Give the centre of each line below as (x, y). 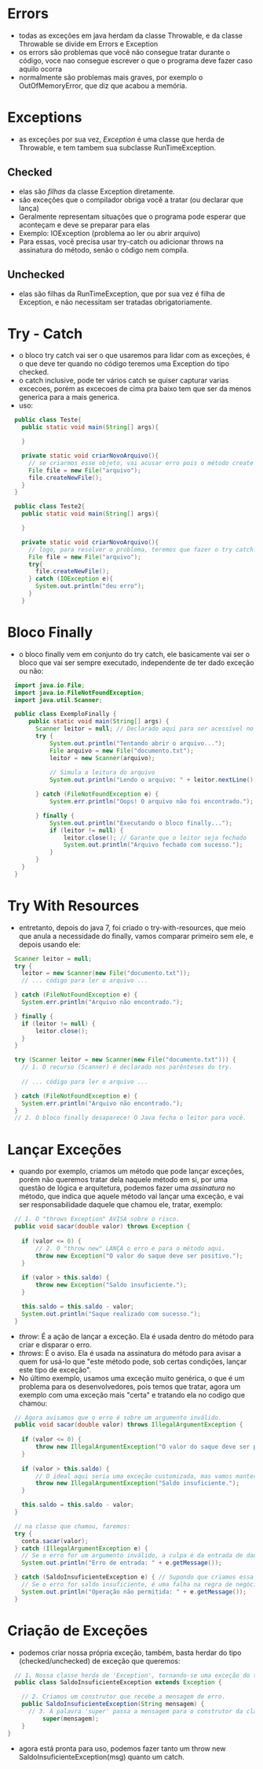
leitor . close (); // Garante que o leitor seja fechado (155, 838)
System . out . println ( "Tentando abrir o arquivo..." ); (137, 743)
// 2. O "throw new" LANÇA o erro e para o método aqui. (130, 1248)
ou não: (31, 670)
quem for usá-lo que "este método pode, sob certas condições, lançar (133, 1361)
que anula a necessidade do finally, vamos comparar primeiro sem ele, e (136, 936)
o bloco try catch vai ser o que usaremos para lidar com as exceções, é (134, 356)
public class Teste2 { (50, 507)
